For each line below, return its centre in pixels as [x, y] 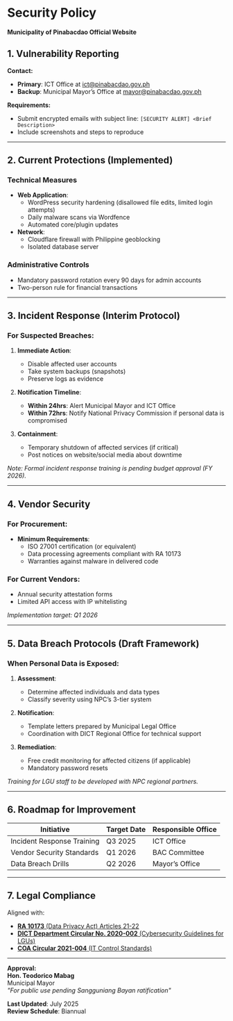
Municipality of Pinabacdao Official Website [72, 32]
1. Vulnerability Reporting [63, 54]
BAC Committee [178, 852]
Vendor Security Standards [55, 852]
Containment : [37, 434]
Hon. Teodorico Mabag [41, 975]
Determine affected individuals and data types [94, 692]
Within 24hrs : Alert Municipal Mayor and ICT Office [102, 406]
